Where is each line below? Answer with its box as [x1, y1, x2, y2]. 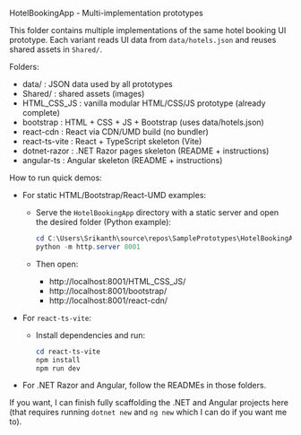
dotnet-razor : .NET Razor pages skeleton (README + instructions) [21, 145, 270, 156]
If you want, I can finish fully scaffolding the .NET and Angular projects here [9, 397, 289, 408]
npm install [35, 355, 81, 364]
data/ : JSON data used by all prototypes [21, 79, 173, 89]
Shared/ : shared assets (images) [21, 89, 145, 99]
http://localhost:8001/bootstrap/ [48, 285, 168, 296]
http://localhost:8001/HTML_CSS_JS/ [48, 275, 186, 286]
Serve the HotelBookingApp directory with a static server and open [35, 207, 279, 218]
